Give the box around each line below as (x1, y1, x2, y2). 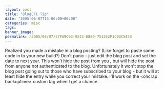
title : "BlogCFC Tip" (5, 12, 49, 17)
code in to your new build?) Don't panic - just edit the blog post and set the (5, 53, 156, 58)
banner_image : (5, 30, 34, 35)
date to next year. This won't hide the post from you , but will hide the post (5, 58, 155, 64)
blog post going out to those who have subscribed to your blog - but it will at (5, 68, 159, 74)
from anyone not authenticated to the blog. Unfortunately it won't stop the (5, 63, 154, 69)
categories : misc (5, 20, 41, 26)
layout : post (5, 7, 32, 12)
